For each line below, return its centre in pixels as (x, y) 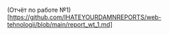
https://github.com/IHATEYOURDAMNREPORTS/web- (86, 17)
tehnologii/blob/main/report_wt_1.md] (60, 24)
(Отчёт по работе (33, 10)
